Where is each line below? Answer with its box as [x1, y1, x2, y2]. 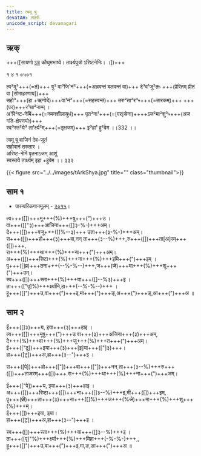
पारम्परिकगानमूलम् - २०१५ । [15, 203, 71, 209]
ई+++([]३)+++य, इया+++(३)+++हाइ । [6, 323, 93, 331]
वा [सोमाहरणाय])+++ [6, 90, 50, 97]
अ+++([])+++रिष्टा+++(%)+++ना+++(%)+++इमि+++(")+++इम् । [6, 256, 157, 262]
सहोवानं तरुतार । [6, 143, 41, 151]
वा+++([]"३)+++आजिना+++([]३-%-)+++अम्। [6, 222, 111, 228]
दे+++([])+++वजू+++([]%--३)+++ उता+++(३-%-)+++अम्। [6, 228, 143, 236]
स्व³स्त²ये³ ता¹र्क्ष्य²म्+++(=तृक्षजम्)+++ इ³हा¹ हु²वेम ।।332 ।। [6, 124, 137, 131]
